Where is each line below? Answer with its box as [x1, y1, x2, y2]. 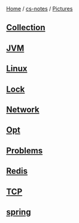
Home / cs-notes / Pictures [6, 5, 73, 12]
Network [6, 104, 40, 115]
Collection [6, 22, 45, 33]
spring [6, 207, 31, 217]
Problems [6, 145, 43, 155]
